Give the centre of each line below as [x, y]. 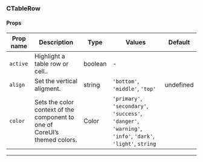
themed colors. [56, 140]
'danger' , [126, 121]
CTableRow [24, 8]
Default [179, 42]
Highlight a [50, 57]
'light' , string [134, 144]
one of [43, 125]
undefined [179, 85]
